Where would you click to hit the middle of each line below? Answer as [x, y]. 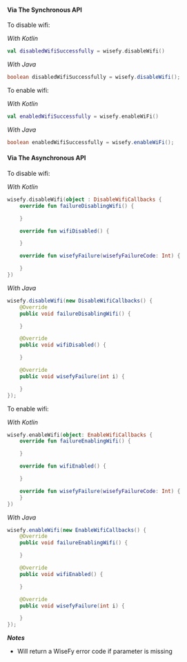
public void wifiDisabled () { [63, 345]
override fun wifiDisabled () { [65, 231]
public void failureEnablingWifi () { [74, 543]
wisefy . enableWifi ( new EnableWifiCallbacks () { [77, 530]
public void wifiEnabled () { [61, 574]
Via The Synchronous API [45, 10]
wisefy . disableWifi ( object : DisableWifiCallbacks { [85, 199]
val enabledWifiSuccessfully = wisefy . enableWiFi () [83, 116]
